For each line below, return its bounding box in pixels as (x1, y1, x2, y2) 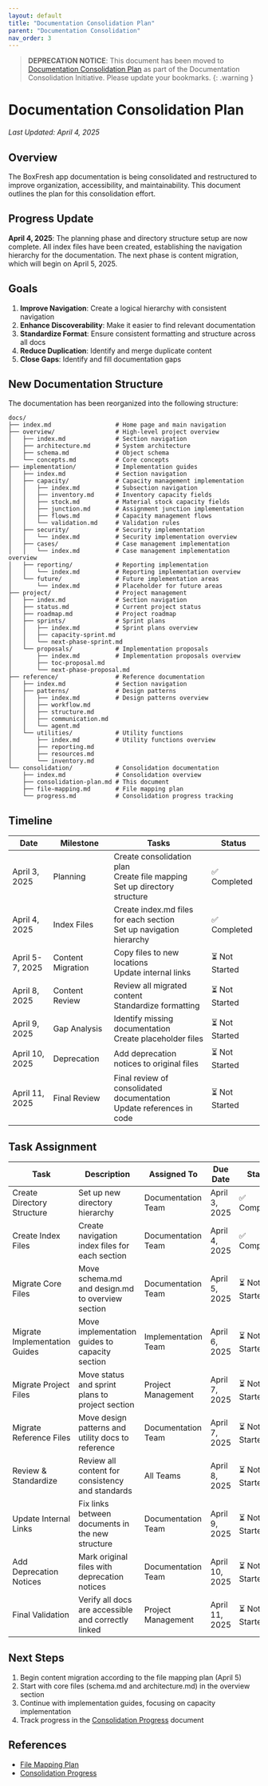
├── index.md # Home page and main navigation (8, 421, 227, 429)
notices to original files (113, 1058, 199, 1069)
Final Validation (12, 1609, 69, 1620)
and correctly (78, 1614, 129, 1625)
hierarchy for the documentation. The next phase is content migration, (8, 250, 239, 260)
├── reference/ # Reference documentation (8, 673, 205, 681)
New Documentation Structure (8, 378, 164, 391)
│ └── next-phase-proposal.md (8, 666, 130, 675)
